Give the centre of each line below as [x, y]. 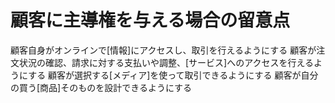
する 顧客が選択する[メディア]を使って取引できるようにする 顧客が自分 [173, 75]
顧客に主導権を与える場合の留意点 [150, 20]
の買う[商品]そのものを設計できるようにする [101, 87]
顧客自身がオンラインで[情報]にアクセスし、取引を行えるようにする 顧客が [163, 50]
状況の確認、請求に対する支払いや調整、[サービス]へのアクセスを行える [166, 62]
